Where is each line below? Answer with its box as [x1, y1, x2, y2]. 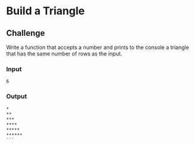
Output [6, 92, 27, 101]
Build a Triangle [6, 4, 85, 18]
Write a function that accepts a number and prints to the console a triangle [6, 44, 190, 51]
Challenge [6, 28, 45, 38]
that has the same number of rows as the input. [6, 50, 122, 57]
